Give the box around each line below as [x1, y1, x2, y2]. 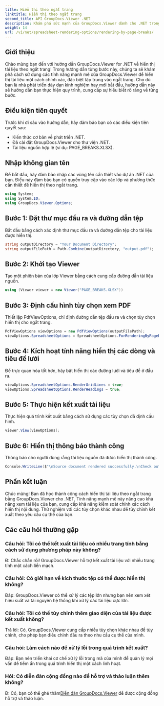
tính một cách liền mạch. [5, 563, 55, 568]
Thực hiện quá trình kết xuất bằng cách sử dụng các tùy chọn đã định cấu [5, 413, 154, 419]
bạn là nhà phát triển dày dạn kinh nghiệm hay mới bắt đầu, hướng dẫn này [5, 82, 155, 88]
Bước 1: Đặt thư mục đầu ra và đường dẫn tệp [5, 214, 144, 223]
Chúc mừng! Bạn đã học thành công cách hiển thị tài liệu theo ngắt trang [5, 491, 151, 496]
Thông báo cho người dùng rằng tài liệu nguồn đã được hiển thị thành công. [5, 454, 157, 460]
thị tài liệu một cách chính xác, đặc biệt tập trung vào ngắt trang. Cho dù [5, 76, 151, 82]
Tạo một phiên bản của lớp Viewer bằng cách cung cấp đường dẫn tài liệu [5, 273, 154, 279]
